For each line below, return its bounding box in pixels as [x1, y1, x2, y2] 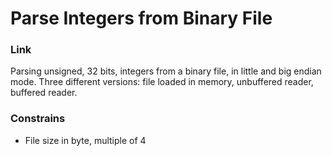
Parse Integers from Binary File [10, 7, 273, 30]
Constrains [10, 112, 66, 126]
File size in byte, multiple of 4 [24, 134, 147, 146]
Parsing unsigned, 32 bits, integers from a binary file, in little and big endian [10, 65, 322, 77]
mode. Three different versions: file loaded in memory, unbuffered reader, [10, 76, 314, 88]
